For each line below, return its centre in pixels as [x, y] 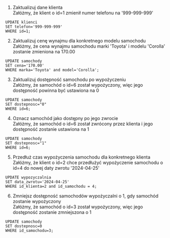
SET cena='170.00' [25, 66]
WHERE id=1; [18, 31]
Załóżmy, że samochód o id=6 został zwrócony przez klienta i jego [83, 124]
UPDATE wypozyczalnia [28, 177]
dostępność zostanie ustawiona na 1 [51, 129]
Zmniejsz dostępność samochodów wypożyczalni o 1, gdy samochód [86, 196]
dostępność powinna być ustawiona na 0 [56, 90]
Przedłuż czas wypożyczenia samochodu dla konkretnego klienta [81, 157]
